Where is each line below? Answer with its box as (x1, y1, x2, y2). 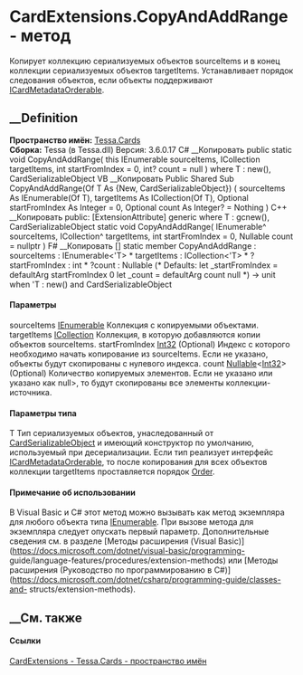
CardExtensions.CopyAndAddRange (9, 6, 289, 27)
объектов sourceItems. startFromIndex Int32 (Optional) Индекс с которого (9, 338, 291, 349)
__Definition (9, 110, 79, 126)
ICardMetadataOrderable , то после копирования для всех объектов (9, 457, 268, 468)
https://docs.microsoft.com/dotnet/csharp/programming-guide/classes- (12, 575, 282, 585)
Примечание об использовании (9, 487, 136, 498)
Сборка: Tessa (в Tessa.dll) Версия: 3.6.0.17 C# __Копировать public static (9, 144, 292, 155)
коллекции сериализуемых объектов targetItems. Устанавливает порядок (9, 65, 294, 76)
